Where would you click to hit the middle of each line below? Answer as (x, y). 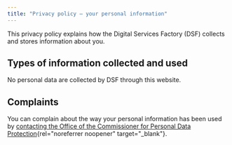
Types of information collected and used (97, 63)
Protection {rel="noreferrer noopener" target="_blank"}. (87, 134)
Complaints (33, 102)
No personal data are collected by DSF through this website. (94, 80)
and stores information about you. (56, 41)
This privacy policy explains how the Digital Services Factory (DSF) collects (116, 34)
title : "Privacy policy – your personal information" (88, 14)
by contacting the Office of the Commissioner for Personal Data (99, 126)
